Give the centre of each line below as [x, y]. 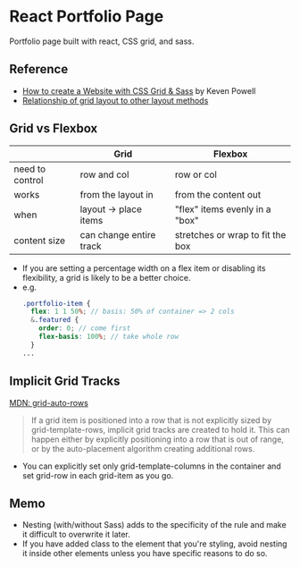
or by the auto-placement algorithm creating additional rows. [143, 448]
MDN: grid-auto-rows [49, 402]
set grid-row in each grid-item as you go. [98, 475]
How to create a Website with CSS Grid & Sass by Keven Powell [139, 90]
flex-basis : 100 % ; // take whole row [109, 337]
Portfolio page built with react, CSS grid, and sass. [102, 41]
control [29, 180]
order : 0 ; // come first [85, 328]
